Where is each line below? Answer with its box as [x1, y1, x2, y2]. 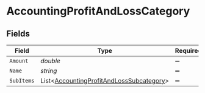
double [40, 57, 61, 65]
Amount [9, 58, 29, 64]
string [40, 67, 57, 75]
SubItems [9, 77, 35, 84]
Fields [6, 29, 31, 39]
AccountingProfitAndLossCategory [6, 4, 190, 18]
